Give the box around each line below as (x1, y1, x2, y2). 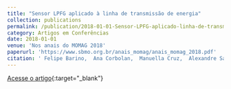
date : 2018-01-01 (7, 36, 57, 43)
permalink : (7, 23, 38, 30)
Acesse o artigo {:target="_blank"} (7, 74, 104, 82)
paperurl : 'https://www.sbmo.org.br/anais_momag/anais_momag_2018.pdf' (7, 49, 217, 56)
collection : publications (7, 17, 81, 23)
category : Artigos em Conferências (7, 29, 109, 37)
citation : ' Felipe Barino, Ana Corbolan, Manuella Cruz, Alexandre (7, 55, 217, 62)
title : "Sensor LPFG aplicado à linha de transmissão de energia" (7, 10, 201, 17)
